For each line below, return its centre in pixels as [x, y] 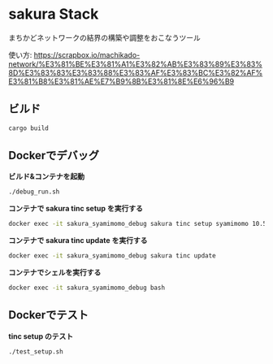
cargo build [28, 128]
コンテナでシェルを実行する [55, 272]
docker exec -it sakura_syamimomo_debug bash [87, 288]
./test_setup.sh [36, 351]
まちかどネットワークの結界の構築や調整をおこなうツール [104, 37]
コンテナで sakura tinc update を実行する [78, 240]
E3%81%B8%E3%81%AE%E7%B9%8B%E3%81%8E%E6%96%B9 [121, 81]
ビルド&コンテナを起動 [47, 176]
